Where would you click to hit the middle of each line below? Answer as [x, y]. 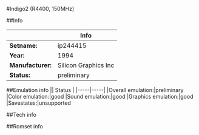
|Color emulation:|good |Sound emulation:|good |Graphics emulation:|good [100, 97]
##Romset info [25, 126]
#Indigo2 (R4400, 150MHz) [40, 9]
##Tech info [21, 115]
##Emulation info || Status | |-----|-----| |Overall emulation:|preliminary [95, 90]
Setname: [23, 46]
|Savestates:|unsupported [39, 103]
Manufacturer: [31, 65]
